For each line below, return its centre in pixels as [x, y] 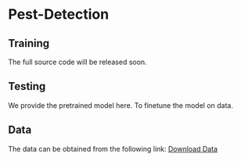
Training [29, 43]
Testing [27, 86]
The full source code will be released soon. [77, 62]
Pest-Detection [59, 14]
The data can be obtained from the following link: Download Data [113, 148]
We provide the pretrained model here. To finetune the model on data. [120, 105]
